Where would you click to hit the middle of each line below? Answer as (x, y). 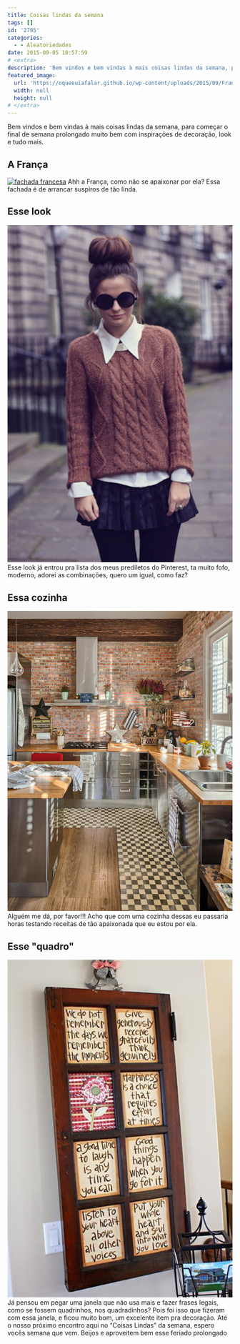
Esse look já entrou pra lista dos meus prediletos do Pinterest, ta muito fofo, (119, 567)
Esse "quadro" (41, 946)
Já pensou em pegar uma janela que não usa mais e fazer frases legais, (113, 1302)
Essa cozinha (37, 598)
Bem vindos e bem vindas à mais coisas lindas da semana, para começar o (118, 127)
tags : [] (20, 23)
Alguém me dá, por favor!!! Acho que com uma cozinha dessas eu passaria (118, 916)
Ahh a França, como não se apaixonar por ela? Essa (144, 181)
